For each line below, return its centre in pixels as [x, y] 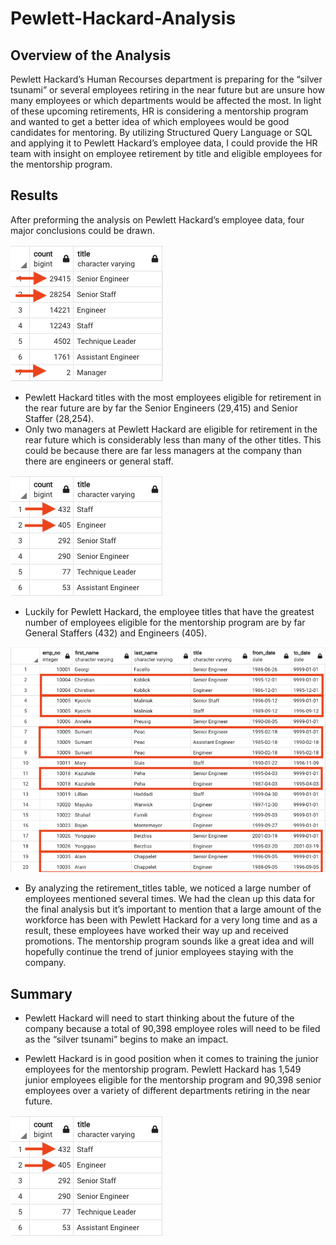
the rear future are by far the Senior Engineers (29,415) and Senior [161, 408]
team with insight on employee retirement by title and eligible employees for [166, 153]
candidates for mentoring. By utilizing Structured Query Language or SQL [161, 132]
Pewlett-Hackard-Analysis [123, 18]
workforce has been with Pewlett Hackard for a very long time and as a [171, 920]
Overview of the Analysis [91, 55]
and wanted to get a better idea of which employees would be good [150, 121]
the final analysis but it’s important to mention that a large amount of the [173, 909]
